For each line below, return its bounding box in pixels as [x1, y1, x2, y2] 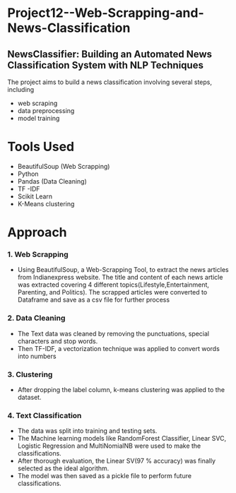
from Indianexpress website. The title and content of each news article [17, 273, 223, 282]
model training [17, 114, 60, 122]
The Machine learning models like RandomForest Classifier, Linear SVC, [17, 434, 227, 443]
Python [17, 170, 39, 178]
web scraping [17, 99, 58, 107]
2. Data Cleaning [7, 313, 66, 323]
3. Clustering [7, 369, 53, 379]
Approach [7, 225, 67, 241]
